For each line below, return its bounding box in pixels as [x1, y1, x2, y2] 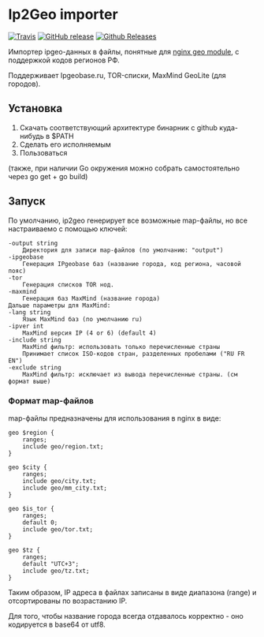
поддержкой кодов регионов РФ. [8, 55, 120, 65]
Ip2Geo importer [8, 6, 118, 24]
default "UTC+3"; [22, 560, 80, 568]
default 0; [22, 519, 58, 526]
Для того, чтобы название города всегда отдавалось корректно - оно [8, 611, 244, 620]
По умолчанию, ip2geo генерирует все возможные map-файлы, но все [8, 215, 248, 225]
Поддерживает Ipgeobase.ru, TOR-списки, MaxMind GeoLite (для [8, 70, 226, 80]
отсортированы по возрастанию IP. [8, 596, 128, 605]
